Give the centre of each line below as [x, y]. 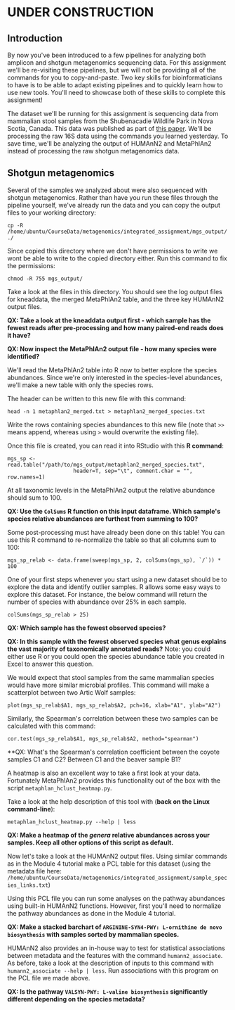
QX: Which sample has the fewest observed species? [87, 628]
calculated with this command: [52, 726]
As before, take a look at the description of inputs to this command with [110, 963]
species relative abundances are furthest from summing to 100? [103, 519]
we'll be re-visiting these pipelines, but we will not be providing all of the [112, 70]
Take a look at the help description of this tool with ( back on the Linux [109, 801]
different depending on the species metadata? [76, 999]
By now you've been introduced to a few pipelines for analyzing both [107, 55]
